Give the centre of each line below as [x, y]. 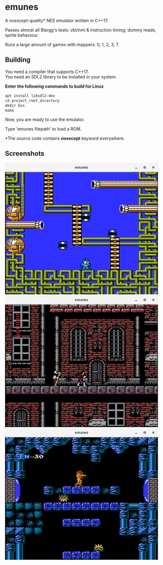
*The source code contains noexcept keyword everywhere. [65, 138]
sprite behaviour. [22, 35]
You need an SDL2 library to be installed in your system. [61, 76]
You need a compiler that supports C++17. [47, 72]
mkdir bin [15, 105]
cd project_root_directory [32, 101]
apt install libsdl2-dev [30, 96]
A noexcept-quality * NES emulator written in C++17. [57, 20]
